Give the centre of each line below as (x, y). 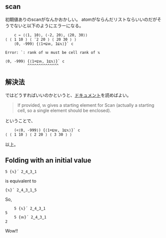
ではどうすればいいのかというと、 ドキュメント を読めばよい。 (68, 95)
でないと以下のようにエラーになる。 (46, 25)
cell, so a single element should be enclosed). (64, 110)
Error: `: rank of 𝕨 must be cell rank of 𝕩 (53, 52)
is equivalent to (21, 181)
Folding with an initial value (48, 160)
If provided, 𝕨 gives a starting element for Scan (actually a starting (86, 105)
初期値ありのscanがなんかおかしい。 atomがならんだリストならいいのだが (81, 19)
